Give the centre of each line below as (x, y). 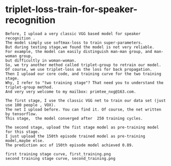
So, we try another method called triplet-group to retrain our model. (83, 65)
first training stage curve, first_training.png (58, 154)
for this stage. (23, 132)
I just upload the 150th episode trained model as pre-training (75, 136)
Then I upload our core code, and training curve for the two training (83, 74)
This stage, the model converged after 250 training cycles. (74, 118)
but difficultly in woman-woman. (41, 60)
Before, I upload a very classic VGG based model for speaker (73, 34)
